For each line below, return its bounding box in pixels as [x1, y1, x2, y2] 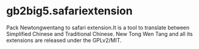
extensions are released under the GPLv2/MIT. [6, 36, 122, 44]
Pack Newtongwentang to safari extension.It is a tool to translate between [6, 24, 190, 31]
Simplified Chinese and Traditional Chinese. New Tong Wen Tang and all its [6, 30, 193, 37]
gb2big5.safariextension [6, 4, 133, 18]
